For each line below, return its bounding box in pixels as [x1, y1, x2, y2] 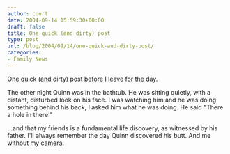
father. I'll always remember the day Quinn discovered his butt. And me [7, 131, 211, 139]
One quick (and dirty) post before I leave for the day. [7, 75, 158, 83]
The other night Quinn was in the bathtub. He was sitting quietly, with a [7, 88, 211, 96]
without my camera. [7, 139, 65, 147]
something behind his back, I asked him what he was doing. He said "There [7, 102, 224, 111]
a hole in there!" [7, 110, 54, 118]
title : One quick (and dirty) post [7, 29, 111, 37]
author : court [7, 10, 49, 17]
